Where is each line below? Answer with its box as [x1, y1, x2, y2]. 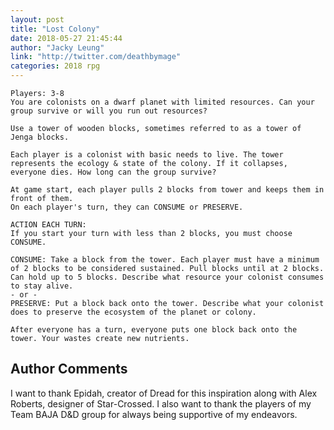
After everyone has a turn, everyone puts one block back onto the [10, 325, 298, 335]
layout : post [10, 14, 65, 25]
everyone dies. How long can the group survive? [10, 167, 217, 177]
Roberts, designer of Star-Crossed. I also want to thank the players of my [10, 397, 312, 410]
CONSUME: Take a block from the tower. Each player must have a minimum [10, 255, 320, 265]
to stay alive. [10, 281, 74, 291]
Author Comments [10, 361, 128, 378]
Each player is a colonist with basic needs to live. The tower [10, 150, 284, 160]
